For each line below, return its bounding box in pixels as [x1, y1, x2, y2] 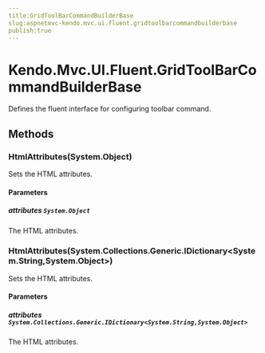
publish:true [8, 26, 52, 34]
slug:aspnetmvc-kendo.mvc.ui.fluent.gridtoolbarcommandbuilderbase [8, 19, 238, 27]
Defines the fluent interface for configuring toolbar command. [8, 104, 212, 114]
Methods [8, 127, 54, 140]
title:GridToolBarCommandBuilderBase [8, 11, 134, 20]
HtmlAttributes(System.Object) [8, 151, 132, 162]
